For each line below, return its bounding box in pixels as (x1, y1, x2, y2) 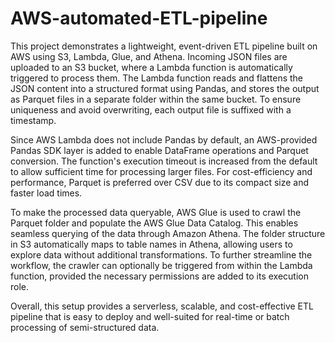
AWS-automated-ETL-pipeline (10, 7, 268, 30)
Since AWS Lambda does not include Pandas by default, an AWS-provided (10, 133, 318, 146)
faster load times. (10, 187, 83, 199)
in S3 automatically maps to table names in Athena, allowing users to (10, 238, 293, 250)
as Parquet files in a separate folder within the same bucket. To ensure (10, 93, 302, 105)
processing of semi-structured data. (10, 321, 160, 333)
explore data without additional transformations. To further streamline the (10, 248, 313, 261)
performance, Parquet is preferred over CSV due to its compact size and (10, 176, 310, 188)
